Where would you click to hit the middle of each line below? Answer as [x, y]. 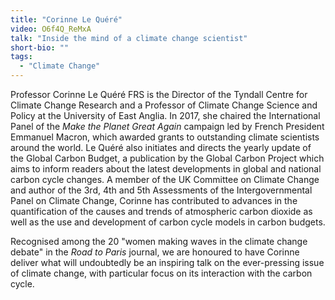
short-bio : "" [40, 47]
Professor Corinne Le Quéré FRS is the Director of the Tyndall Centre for [159, 94]
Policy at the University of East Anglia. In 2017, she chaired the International [165, 115]
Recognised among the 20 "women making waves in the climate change [159, 241]
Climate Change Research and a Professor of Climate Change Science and [164, 105]
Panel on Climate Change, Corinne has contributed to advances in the [154, 200]
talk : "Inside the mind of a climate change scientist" [129, 38]
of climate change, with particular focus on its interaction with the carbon [161, 273]
